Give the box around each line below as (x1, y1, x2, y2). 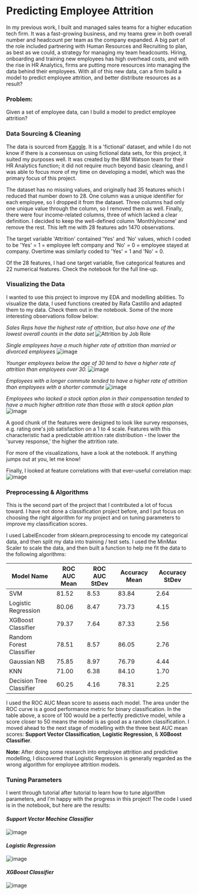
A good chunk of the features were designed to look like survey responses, (6, 419, 189, 426)
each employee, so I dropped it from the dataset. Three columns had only (6, 198, 184, 205)
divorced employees (6, 348, 56, 355)
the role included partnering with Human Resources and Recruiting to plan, (6, 43, 187, 50)
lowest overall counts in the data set (6, 330, 94, 337)
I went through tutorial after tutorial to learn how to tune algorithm (6, 789, 165, 796)
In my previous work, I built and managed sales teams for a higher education (6, 24, 192, 31)
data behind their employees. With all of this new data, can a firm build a (6, 67, 181, 75)
